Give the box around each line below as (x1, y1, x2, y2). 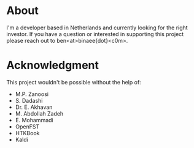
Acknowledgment (6, 59, 99, 72)
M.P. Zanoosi (15, 90, 49, 98)
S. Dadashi (15, 97, 43, 104)
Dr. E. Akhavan (15, 103, 53, 111)
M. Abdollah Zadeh (15, 109, 64, 117)
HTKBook (15, 129, 40, 136)
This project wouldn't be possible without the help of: (6, 78, 141, 86)
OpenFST (15, 123, 40, 130)
